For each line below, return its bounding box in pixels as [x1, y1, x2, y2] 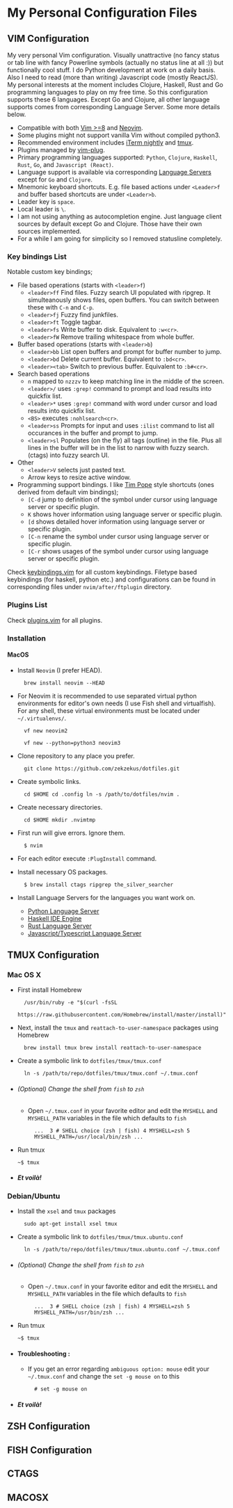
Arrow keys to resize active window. [27, 473, 131, 481]
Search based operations [17, 370, 90, 378]
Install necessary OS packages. [17, 867, 108, 876]
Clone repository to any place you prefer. [17, 751, 136, 760]
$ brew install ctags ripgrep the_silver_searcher [24, 881, 174, 888]
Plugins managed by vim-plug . [17, 146, 106, 154]
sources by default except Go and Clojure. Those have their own [17, 220, 202, 227]
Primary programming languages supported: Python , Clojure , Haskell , [17, 153, 218, 161]
